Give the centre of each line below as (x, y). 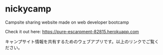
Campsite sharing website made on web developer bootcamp (67, 22)
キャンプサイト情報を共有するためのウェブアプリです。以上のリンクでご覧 (80, 41)
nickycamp (28, 9)
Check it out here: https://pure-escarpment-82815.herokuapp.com (72, 31)
